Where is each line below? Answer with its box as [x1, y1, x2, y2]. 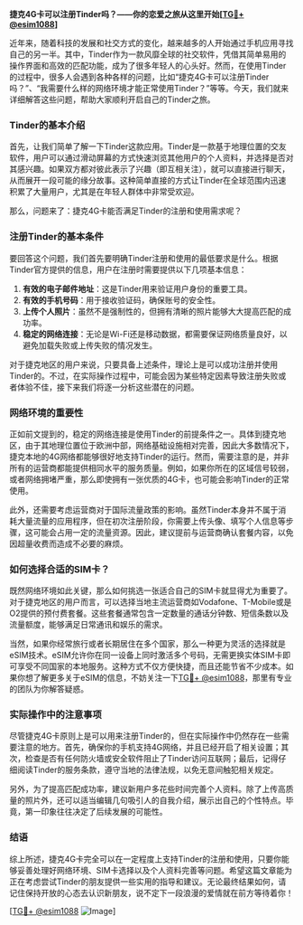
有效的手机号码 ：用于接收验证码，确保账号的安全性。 [22, 294, 221, 306]
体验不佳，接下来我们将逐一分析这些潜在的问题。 [16, 382, 199, 392]
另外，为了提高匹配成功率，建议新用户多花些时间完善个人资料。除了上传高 [9, 784, 286, 795]
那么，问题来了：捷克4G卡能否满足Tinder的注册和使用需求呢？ [9, 205, 243, 216]
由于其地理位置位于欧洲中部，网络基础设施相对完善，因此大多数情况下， [24, 439, 294, 450]
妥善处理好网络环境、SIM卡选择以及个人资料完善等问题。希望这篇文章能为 [16, 864, 293, 875]
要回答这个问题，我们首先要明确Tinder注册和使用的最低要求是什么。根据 [9, 252, 279, 263]
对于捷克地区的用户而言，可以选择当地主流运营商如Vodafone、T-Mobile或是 [9, 597, 292, 608]
